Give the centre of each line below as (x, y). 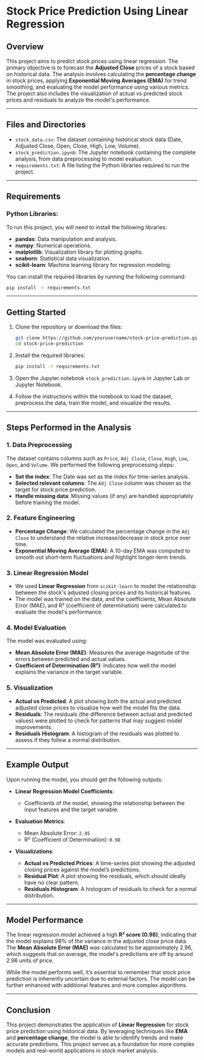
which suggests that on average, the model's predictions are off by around (100, 954)
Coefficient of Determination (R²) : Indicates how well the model (95, 666)
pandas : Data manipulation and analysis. (66, 239)
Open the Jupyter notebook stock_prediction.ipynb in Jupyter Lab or (102, 378)
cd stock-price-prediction (49, 344)
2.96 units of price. (30, 961)
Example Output (37, 765)
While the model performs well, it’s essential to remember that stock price (98, 972)
